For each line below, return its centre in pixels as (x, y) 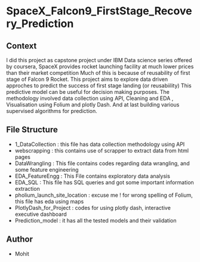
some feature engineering (47, 169)
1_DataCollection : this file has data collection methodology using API (100, 144)
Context (21, 46)
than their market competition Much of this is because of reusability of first (98, 73)
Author (19, 240)
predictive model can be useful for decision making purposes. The (88, 92)
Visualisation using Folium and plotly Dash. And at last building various (93, 105)
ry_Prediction (40, 24)
